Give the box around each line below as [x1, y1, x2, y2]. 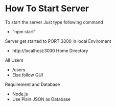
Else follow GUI [12, 72, 43, 78]
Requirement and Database [5, 81, 60, 87]
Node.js [12, 91, 28, 97]
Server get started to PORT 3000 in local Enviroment [5, 38, 112, 44]
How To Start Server [5, 3, 89, 14]
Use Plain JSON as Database [12, 96, 71, 102]
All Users [5, 57, 23, 63]
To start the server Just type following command [5, 19, 104, 25]
